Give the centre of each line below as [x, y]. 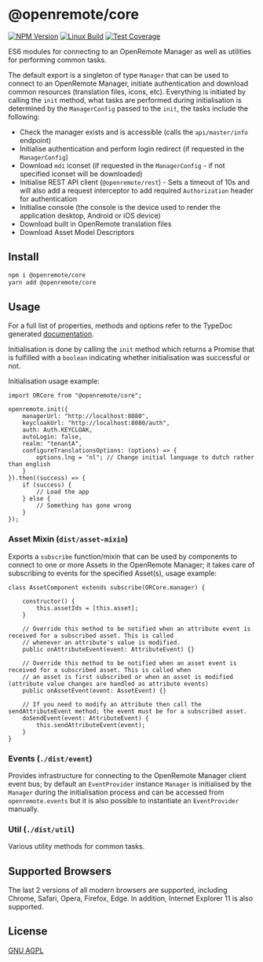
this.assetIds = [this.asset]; [88, 608]
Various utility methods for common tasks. [77, 846]
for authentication [48, 199]
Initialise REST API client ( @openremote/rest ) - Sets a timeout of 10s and [135, 182]
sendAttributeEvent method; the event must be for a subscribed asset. [128, 711]
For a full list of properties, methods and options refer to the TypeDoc [121, 326]
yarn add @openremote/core [52, 282]
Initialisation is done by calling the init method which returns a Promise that [131, 349]
